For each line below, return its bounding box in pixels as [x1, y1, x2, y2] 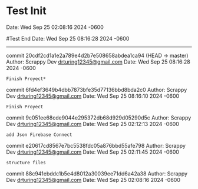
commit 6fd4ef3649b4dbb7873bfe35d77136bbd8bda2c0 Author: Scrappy [6, 86, 187, 93]
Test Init [6, 4, 47, 18]
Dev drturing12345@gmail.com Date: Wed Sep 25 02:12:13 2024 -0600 [6, 120, 180, 127]
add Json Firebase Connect [6, 131, 72, 138]
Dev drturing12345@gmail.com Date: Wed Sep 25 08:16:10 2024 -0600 [6, 92, 180, 100]
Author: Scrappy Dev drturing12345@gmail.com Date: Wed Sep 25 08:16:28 [6, 58, 190, 65]
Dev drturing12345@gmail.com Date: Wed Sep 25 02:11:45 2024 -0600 [6, 148, 180, 155]
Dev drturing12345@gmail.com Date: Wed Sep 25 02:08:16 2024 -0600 [6, 176, 181, 183]
